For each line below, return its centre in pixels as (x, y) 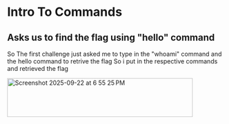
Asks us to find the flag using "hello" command (111, 38)
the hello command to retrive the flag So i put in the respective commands (112, 61)
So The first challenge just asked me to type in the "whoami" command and (114, 54)
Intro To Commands (65, 12)
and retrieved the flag (38, 69)
